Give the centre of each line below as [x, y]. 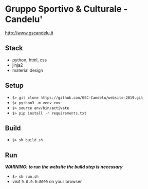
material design [28, 70]
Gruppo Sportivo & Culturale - [66, 9]
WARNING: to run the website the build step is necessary [64, 167]
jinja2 [18, 65]
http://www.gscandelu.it [29, 33]
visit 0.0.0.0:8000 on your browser [47, 182]
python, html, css [29, 60]
